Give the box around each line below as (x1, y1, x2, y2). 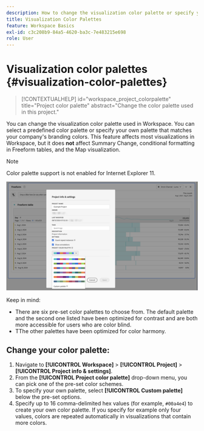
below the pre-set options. (15, 393, 82, 401)
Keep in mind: (6, 296, 41, 303)
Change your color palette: (6, 345, 110, 355)
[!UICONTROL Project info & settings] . (15, 368, 113, 375)
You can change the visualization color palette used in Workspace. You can (6, 120, 195, 128)
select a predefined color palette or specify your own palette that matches (6, 126, 192, 134)
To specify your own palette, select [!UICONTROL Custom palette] (15, 387, 183, 395)
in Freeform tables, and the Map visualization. (6, 146, 121, 153)
